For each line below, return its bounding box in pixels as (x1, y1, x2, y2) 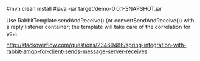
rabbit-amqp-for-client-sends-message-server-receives (6, 48, 148, 55)
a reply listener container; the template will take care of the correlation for (6, 24, 191, 30)
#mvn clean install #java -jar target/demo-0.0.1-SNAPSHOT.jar (6, 5, 162, 12)
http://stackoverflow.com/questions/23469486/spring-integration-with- (6, 42, 187, 48)
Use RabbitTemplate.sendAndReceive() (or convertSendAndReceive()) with (6, 17, 195, 24)
